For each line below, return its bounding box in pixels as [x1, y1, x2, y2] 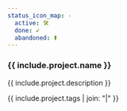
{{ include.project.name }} [7, 60, 112, 71]
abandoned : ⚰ [14, 33, 58, 42]
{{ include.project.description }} [7, 78, 112, 87]
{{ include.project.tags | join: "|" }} [7, 93, 120, 103]
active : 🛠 [14, 19, 49, 27]
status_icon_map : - [7, 11, 72, 20]
